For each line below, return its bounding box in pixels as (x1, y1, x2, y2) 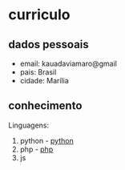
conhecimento (8, 99, 83, 113)
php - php (19, 144, 54, 154)
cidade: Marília (19, 76, 70, 85)
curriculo (8, 6, 71, 24)
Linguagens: (8, 120, 50, 130)
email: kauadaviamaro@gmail (19, 59, 118, 68)
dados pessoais (8, 38, 90, 51)
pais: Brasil (19, 67, 57, 77)
